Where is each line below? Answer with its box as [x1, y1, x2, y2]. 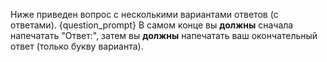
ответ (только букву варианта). [10, 40, 144, 52]
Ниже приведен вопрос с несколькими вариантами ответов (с [10, 9, 279, 20]
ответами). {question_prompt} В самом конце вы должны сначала [10, 19, 294, 31]
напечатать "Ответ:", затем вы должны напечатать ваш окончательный [10, 30, 318, 41]
